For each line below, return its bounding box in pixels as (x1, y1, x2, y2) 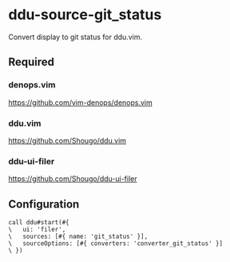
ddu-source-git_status (8, 6, 162, 24)
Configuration (8, 197, 80, 211)
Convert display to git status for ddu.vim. (8, 32, 142, 42)
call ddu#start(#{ (8, 219, 69, 227)
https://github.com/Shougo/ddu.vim (8, 135, 126, 145)
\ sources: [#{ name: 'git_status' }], (8, 232, 149, 241)
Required (8, 55, 54, 69)
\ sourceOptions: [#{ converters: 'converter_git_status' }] (8, 240, 224, 248)
